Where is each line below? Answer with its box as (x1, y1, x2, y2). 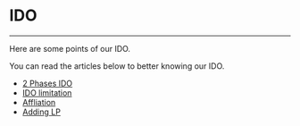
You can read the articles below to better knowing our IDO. (9, 60, 225, 71)
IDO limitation (21, 87, 72, 98)
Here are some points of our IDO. (9, 43, 131, 54)
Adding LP (21, 106, 61, 117)
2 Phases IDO (21, 78, 73, 88)
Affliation (21, 97, 56, 107)
